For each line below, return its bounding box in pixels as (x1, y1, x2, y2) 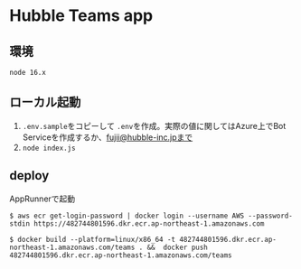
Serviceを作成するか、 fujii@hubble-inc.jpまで (22, 132, 193, 143)
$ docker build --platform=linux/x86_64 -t (9, 235, 176, 244)
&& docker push (146, 243, 208, 252)
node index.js (22, 144, 76, 153)
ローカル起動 (9, 95, 81, 110)
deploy (9, 168, 50, 183)
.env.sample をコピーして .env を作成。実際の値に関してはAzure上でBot (22, 120, 287, 131)
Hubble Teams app (9, 5, 154, 26)
